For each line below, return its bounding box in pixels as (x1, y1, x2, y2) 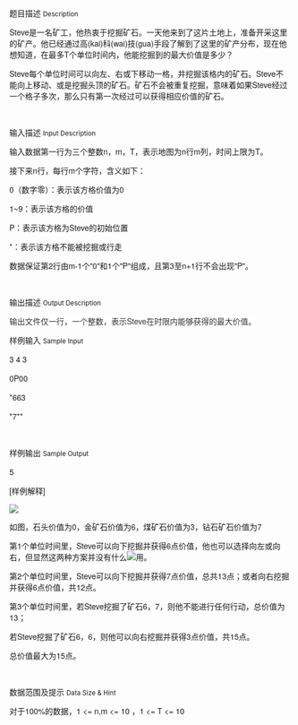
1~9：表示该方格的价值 (9, 203, 94, 214)
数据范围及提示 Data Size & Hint (9, 687, 116, 697)
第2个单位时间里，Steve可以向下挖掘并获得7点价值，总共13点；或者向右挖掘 (9, 570, 290, 582)
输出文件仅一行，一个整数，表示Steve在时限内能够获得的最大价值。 (9, 315, 257, 327)
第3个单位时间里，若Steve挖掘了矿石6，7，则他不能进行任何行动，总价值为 (9, 600, 285, 612)
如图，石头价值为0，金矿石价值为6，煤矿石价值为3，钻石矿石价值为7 (9, 521, 262, 532)
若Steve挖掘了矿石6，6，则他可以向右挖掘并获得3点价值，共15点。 (9, 630, 255, 643)
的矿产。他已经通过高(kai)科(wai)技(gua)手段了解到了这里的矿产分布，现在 (9, 38, 280, 49)
